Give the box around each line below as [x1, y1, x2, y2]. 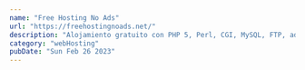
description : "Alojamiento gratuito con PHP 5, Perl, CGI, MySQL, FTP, [9, 30, 286, 39]
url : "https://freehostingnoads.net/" [9, 22, 156, 31]
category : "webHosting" [9, 38, 100, 48]
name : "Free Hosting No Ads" [9, 13, 120, 23]
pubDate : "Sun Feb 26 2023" [9, 47, 116, 56]
